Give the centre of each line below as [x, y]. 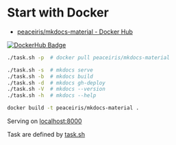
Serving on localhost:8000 [45, 121]
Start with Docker [58, 13]
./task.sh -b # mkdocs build [50, 76]
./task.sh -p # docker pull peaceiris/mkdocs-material [88, 57]
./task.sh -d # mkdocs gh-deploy [56, 83]
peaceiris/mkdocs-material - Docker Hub [75, 32]
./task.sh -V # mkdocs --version [56, 89]
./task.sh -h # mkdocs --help [52, 96]
